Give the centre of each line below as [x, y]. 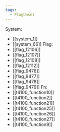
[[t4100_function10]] [33, 92]
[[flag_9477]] [26, 76]
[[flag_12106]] [26, 49]
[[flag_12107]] [26, 55]
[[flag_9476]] [26, 71]
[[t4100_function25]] [34, 108]
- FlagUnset [22, 15]
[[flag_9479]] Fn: [30, 87]
